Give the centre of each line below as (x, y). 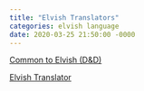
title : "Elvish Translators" (64, 18)
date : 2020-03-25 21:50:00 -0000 (72, 34)
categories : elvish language (64, 26)
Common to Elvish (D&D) (56, 60)
